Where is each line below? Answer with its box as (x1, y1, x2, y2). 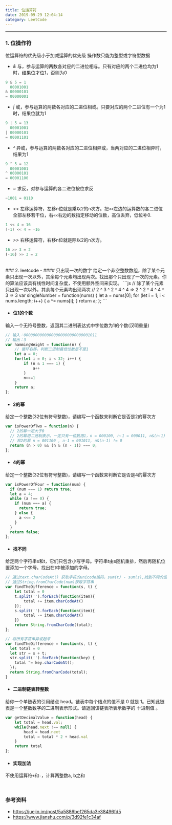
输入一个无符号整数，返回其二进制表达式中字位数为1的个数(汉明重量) (5, 322, 149, 328)
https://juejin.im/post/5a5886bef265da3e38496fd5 (12, 808, 121, 814)
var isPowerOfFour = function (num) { (5, 482, 86, 487)
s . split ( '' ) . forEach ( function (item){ (14, 608, 95, 613)
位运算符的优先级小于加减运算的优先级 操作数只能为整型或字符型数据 (5, 52, 150, 58)
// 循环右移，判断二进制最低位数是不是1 (14, 346, 89, 352)
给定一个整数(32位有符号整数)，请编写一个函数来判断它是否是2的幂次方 (5, 414, 156, 420)
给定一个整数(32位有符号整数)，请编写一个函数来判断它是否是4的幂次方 (5, 471, 156, 477)
